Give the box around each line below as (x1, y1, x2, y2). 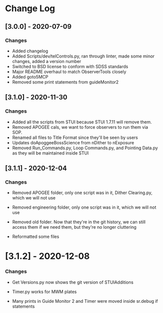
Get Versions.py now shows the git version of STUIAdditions (12, 279, 134, 285)
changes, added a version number (12, 58, 81, 64)
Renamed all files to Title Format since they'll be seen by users (12, 135, 138, 140)
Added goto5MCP (12, 74, 49, 79)
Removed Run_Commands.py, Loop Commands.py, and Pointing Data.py (12, 145, 158, 151)
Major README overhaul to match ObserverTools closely (12, 69, 126, 75)
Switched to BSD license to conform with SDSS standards (12, 63, 128, 69)
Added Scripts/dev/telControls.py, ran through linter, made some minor (12, 53, 155, 59)
